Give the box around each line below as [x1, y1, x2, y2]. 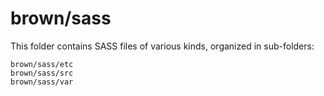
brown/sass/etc [10, 59, 74, 69]
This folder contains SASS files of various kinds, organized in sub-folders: [10, 40, 315, 52]
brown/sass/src [10, 68, 74, 78]
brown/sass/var [10, 77, 74, 87]
